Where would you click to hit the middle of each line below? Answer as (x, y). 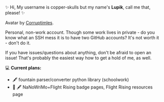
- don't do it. (18, 43)
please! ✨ (15, 13)
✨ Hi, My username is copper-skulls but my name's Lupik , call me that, (78, 7)
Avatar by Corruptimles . (29, 23)
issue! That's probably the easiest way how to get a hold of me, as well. (78, 58)
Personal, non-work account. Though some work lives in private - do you (80, 32)
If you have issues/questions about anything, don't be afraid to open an (78, 52)
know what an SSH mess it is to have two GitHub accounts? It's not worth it (82, 38)
